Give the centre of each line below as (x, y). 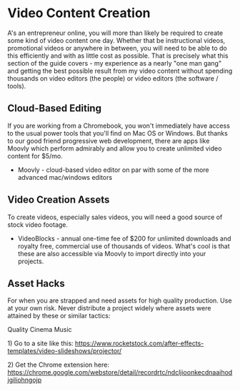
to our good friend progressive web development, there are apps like (109, 141)
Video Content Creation (79, 13)
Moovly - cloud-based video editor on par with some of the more (113, 170)
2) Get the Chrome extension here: (58, 365)
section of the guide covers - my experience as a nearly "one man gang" (115, 63)
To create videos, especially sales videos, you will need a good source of (115, 217)
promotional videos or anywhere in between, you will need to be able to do (117, 48)
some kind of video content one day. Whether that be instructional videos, (116, 40)
